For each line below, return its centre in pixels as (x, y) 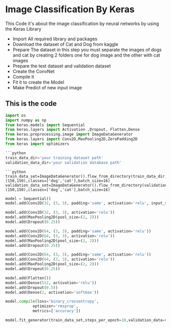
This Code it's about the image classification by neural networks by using (82, 23)
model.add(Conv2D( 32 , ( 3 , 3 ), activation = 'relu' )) (60, 213)
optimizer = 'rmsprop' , (55, 306)
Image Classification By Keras (70, 9)
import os (16, 115)
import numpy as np (26, 120)
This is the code (31, 104)
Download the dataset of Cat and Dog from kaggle (65, 44)
